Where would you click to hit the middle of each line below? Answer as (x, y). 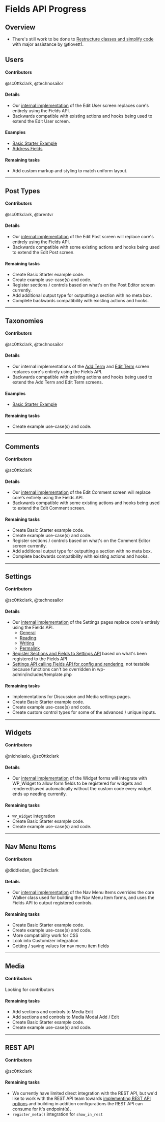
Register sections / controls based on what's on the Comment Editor (81, 541)
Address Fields (27, 148)
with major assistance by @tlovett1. (48, 44)
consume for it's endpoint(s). (41, 1109)
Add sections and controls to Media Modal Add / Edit (66, 1017)
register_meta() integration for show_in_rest (57, 1114)
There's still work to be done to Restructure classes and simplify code (83, 39)
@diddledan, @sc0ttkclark (32, 870)
